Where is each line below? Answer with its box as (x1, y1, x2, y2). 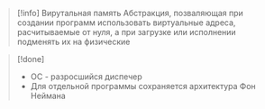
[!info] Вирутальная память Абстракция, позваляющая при (16, 8, 244, 18)
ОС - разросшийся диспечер (30, 71, 142, 82)
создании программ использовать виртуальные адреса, (16, 17, 236, 28)
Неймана (30, 90, 67, 101)
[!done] (16, 54, 45, 64)
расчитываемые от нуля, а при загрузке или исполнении (16, 27, 236, 37)
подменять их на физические (16, 36, 131, 47)
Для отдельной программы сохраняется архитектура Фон (30, 81, 256, 91)
